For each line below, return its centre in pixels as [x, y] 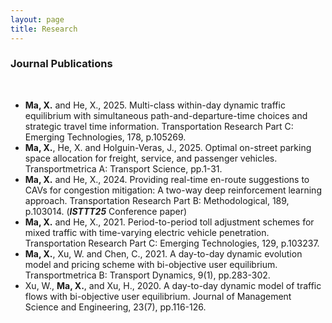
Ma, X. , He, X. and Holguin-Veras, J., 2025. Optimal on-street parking [168, 147]
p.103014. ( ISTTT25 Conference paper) [106, 211]
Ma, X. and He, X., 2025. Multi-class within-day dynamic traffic [155, 105]
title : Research [44, 29]
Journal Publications [61, 64]
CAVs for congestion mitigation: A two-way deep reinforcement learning [173, 190]
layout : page [37, 19]
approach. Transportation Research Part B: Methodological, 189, [157, 200]
